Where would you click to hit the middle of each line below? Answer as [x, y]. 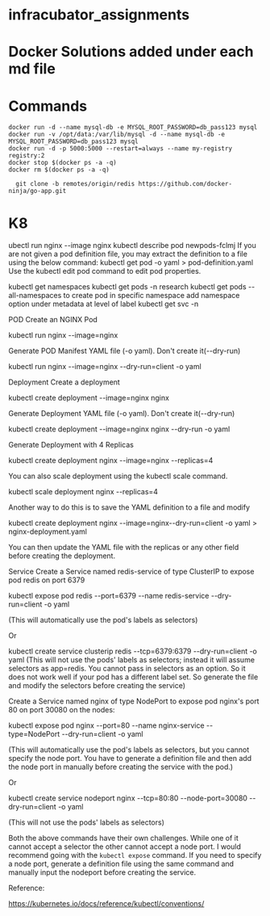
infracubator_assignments [99, 15]
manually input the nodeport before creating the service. [102, 872]
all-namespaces [35, 296]
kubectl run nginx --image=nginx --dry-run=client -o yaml [105, 367]
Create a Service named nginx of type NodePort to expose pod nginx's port [134, 701]
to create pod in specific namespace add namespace [152, 296]
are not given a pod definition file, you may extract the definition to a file [128, 254]
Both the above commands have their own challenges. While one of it [124, 838]
